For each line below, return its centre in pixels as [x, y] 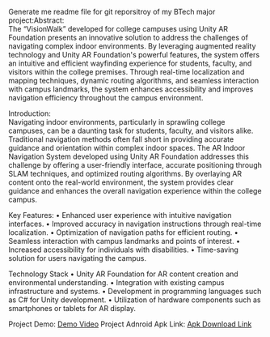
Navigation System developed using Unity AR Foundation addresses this [129, 156]
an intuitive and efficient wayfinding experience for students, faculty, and [130, 63]
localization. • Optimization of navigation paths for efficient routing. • [123, 232]
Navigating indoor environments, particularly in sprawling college [117, 122]
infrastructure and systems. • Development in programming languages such [135, 291]
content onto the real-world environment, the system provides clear [121, 182]
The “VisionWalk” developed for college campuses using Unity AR [118, 29]
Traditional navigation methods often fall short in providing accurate [121, 139]
